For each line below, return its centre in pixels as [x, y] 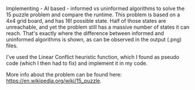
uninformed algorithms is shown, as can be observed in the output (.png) [94, 39]
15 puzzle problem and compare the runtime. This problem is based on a [93, 15]
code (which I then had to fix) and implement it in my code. [77, 63]
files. [12, 46]
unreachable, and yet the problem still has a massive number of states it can [98, 27]
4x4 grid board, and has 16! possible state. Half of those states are [86, 21]
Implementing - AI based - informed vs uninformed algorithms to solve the [95, 8]
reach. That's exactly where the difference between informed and [85, 33]
